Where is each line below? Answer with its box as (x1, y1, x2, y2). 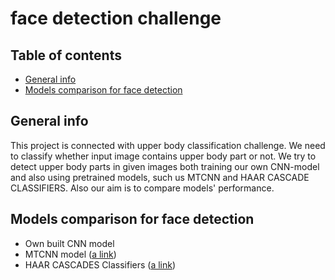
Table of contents (10, 47, 122, 64)
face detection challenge (10, 7, 222, 30)
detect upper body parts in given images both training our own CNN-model (10, 160, 320, 172)
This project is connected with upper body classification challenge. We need (10, 139, 326, 151)
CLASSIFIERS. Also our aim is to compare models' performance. (10, 182, 275, 194)
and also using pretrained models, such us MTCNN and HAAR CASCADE (10, 171, 310, 183)
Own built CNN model (24, 237, 115, 249)
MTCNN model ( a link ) (24, 248, 117, 260)
